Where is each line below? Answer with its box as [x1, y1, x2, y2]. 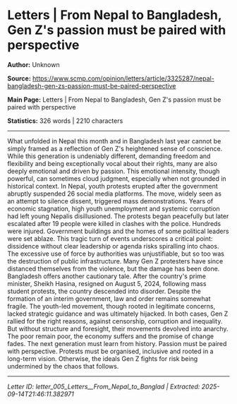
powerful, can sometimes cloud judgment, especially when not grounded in [7, 174, 227, 183]
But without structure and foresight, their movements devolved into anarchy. [7, 324, 229, 333]
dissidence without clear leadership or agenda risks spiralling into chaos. [7, 242, 219, 250]
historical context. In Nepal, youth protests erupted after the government [7, 182, 219, 190]
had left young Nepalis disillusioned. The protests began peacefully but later [7, 212, 229, 220]
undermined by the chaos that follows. [7, 362, 119, 370]
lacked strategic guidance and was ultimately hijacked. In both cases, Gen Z [7, 309, 229, 318]
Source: [7, 74, 32, 83]
